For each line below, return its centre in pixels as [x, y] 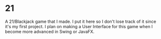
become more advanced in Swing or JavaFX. [50, 31]
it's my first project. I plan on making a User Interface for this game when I [79, 26]
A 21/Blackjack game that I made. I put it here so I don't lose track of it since [80, 21]
